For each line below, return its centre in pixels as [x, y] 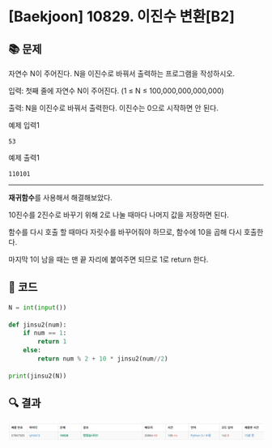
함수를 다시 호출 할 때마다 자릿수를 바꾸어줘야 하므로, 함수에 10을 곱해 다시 [125, 232]
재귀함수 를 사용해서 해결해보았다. [61, 198]
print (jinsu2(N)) [38, 376]
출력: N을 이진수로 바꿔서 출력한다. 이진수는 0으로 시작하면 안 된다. [113, 108]
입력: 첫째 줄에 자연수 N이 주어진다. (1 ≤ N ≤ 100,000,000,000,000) [116, 91]
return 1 [52, 342]
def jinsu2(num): [38, 325]
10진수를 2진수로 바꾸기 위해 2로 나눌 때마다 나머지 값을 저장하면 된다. [119, 215]
